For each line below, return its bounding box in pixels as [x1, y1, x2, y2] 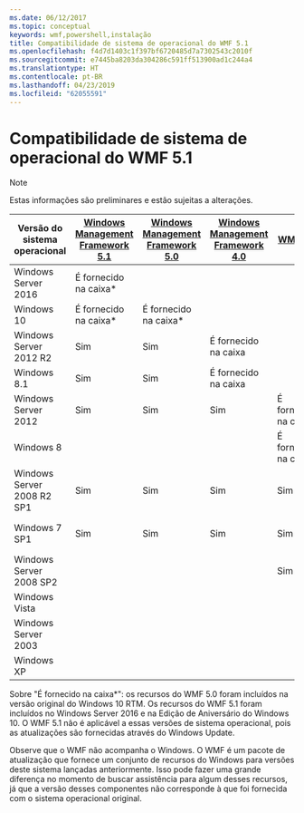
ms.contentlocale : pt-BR [9, 73, 103, 82]
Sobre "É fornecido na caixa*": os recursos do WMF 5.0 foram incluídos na [9, 689, 289, 700]
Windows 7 [14, 522, 62, 535]
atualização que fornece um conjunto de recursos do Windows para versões [9, 754, 295, 766]
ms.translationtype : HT [9, 64, 100, 73]
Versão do [17, 222, 63, 235]
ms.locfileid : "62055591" [9, 89, 107, 98]
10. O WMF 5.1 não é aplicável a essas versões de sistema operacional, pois [9, 718, 291, 729]
